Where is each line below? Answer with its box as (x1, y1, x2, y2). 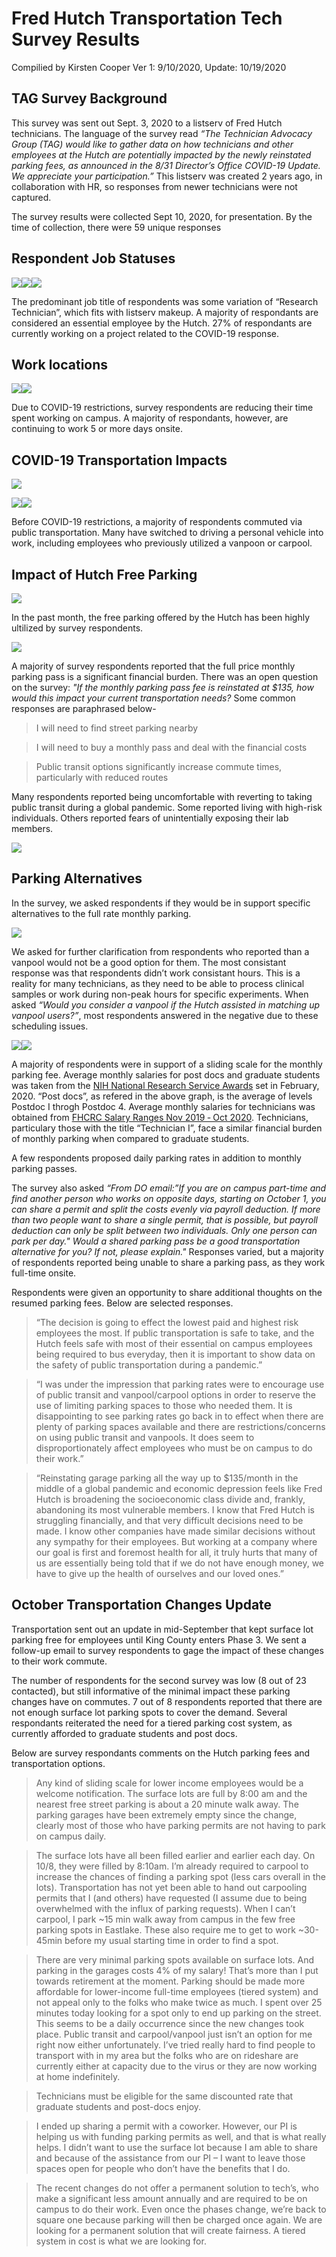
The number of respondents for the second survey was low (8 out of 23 (11, 1674, 307, 1686)
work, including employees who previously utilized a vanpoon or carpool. (11, 537, 313, 549)
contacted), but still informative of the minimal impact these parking (11, 1685, 291, 1697)
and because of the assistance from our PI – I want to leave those (35, 2152, 306, 2164)
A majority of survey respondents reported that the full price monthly (11, 660, 296, 672)
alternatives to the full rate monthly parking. (11, 907, 192, 919)
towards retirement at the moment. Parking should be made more (35, 1975, 306, 1987)
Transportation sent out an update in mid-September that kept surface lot (11, 1623, 314, 1635)
